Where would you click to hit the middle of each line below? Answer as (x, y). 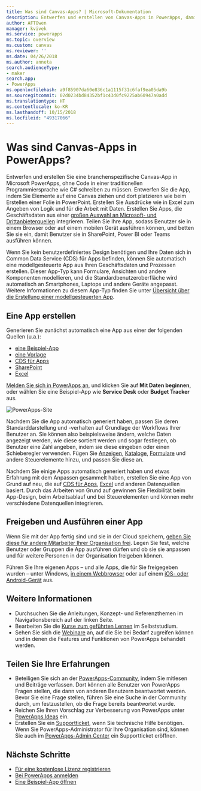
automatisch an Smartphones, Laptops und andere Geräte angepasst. (92, 284)
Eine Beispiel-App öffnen (45, 782)
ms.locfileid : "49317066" (38, 118)
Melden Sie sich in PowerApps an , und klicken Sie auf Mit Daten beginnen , (99, 385)
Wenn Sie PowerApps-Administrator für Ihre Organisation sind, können (102, 729)
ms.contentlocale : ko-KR (37, 107)
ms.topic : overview (31, 40)
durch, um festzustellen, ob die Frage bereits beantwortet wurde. (95, 704)
